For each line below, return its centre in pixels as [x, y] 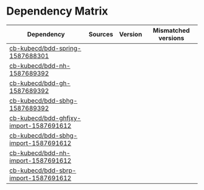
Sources [101, 34]
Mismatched [171, 30]
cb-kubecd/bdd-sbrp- [43, 170]
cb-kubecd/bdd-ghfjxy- [45, 118]
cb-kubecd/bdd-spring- [46, 48]
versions [171, 38]
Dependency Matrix [57, 11]
